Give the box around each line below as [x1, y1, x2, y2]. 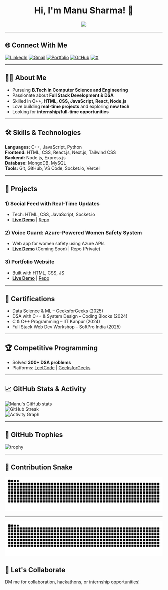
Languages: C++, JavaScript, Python [5, 144, 82, 150]
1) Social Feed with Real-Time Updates [5, 200, 100, 207]
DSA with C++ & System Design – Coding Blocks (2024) [12, 313, 128, 319]
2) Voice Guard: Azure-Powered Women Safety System [5, 229, 142, 236]
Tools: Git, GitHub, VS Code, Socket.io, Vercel [5, 165, 100, 171]
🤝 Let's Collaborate [5, 565, 66, 574]
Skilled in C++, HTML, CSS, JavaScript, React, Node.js [12, 97, 127, 104]
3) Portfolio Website [5, 258, 55, 265]
